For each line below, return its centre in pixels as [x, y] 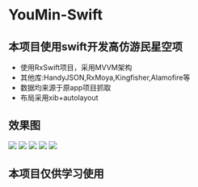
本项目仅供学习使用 [56, 174]
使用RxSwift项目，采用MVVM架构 [76, 67]
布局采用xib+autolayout [59, 98]
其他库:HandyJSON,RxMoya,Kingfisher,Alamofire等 [105, 77]
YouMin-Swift [56, 15]
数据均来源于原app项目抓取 [65, 87]
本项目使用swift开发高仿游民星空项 [96, 46]
